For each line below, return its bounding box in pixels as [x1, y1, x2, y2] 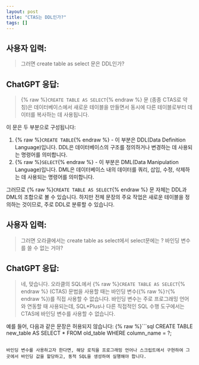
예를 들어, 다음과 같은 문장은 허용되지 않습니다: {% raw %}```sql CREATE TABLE [6, 322, 193, 330]
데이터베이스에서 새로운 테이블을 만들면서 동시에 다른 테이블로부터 [33, 103, 187, 111]
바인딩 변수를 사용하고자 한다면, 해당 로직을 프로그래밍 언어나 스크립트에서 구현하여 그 [6, 347, 190, 353]
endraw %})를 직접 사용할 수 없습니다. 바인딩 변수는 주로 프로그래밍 [20, 295, 178, 302]
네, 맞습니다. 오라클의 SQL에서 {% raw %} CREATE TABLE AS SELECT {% [20, 280, 186, 287]
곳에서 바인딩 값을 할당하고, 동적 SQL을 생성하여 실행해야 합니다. [6, 353, 147, 360]
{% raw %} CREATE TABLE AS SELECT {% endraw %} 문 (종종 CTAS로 [20, 96, 182, 103]
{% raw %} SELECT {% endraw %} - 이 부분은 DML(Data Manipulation [14, 159, 179, 165]
